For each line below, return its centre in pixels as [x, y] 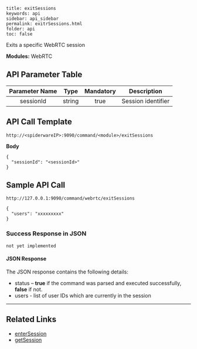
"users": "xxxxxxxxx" [38, 214]
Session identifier [146, 101]
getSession [28, 340]
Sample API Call [36, 185]
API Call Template [39, 122]
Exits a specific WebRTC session [46, 45]
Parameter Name [33, 91]
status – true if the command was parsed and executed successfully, [98, 283]
